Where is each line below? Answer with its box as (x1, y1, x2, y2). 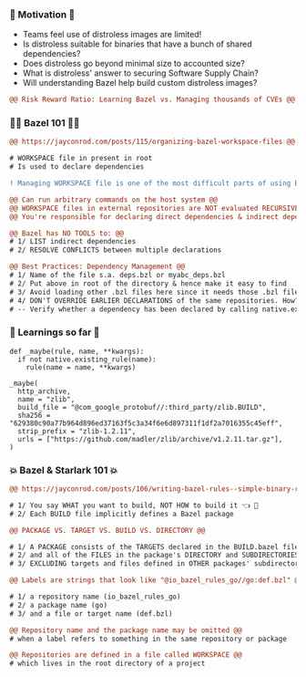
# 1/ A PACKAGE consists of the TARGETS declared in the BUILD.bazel (9, 542, 280, 551)
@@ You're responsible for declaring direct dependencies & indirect (9, 212, 280, 222)
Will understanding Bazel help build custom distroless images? (22, 78, 258, 89)
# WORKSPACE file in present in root (9, 154, 153, 163)
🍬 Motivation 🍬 (9, 8, 76, 21)
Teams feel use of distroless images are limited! (22, 29, 202, 40)
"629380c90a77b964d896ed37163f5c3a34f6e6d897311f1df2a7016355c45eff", (9, 419, 283, 428)
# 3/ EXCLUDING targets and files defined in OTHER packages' (9, 559, 250, 568)
